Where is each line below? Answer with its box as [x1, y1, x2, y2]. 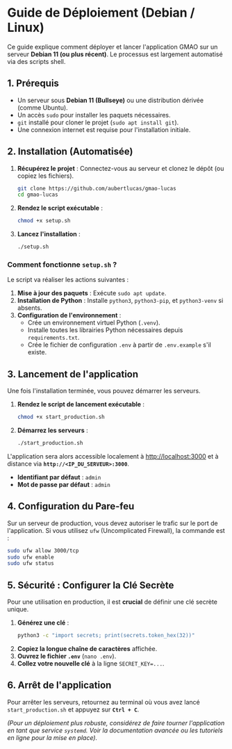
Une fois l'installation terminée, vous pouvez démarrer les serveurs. [7, 387, 201, 395]
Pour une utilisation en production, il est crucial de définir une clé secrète [7, 598, 217, 606]
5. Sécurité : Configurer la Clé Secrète [7, 579, 174, 591]
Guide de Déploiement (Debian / [7, 5, 195, 21]
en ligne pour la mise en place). [7, 733, 98, 741]
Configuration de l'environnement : [17, 311, 122, 320]
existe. [27, 348, 47, 356]
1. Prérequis [7, 78, 59, 90]
